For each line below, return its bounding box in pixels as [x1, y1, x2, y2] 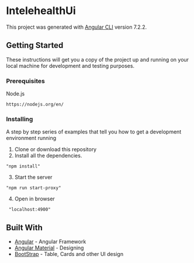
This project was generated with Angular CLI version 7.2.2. [6, 23, 147, 30]
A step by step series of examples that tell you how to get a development [6, 128, 182, 135]
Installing [6, 115, 33, 123]
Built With [6, 223, 43, 233]
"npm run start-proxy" [6, 185, 61, 191]
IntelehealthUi [6, 4, 76, 18]
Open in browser [14, 195, 56, 203]
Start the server [14, 174, 53, 181]
